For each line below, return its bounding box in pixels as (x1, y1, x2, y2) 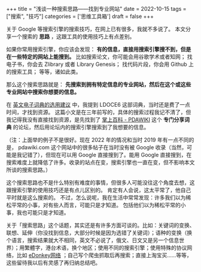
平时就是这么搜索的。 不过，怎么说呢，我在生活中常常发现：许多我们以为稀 (6, 194, 191, 201)
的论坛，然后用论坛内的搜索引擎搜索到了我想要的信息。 (13, 123, 150, 131)
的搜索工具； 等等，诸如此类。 (6, 68, 81, 75)
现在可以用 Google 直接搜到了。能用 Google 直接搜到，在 (50, 152, 192, 158)
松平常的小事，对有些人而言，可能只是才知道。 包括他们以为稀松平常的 (6, 201, 181, 208)
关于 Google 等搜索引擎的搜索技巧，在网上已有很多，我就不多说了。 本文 (6, 26, 186, 32)
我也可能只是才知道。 (16, 209, 69, 216)
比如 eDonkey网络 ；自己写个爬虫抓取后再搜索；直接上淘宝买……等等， (16, 252, 193, 259)
